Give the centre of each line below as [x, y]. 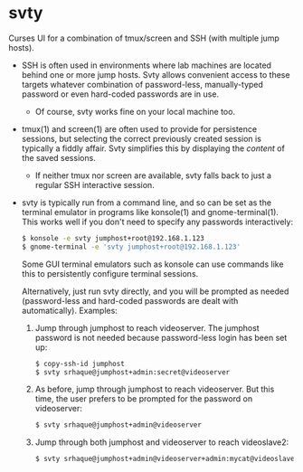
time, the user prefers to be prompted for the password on [144, 399]
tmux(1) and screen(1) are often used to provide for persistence [139, 128]
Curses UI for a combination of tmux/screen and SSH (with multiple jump [144, 38]
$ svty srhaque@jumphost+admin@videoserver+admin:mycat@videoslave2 [167, 459]
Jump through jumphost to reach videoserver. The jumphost [147, 327]
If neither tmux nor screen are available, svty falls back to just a [153, 175]
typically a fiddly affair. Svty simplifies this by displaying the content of [153, 148]
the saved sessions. [58, 157]
